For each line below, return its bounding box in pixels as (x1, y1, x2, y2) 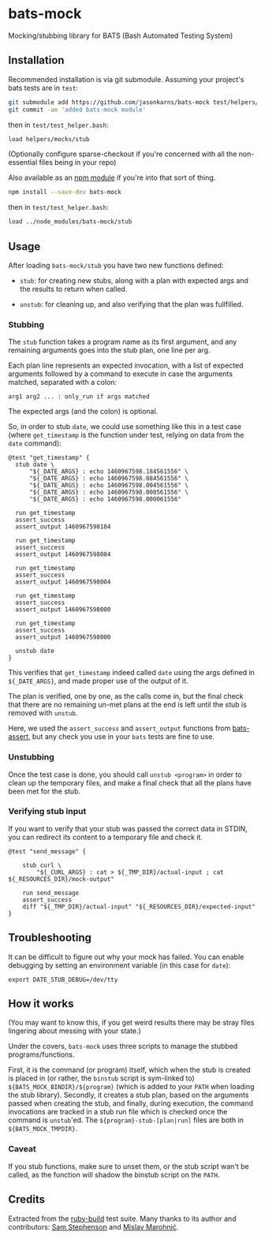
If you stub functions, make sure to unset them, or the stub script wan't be (8, 1161, 250, 1171)
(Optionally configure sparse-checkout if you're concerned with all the (8, 149, 237, 159)
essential (8, 158, 38, 167)
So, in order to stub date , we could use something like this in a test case (8, 422, 242, 431)
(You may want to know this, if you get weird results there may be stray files (8, 1018, 255, 1028)
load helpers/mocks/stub (8, 135, 90, 143)
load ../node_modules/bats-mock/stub (8, 218, 132, 226)
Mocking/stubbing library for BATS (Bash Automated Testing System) (8, 31, 233, 40)
